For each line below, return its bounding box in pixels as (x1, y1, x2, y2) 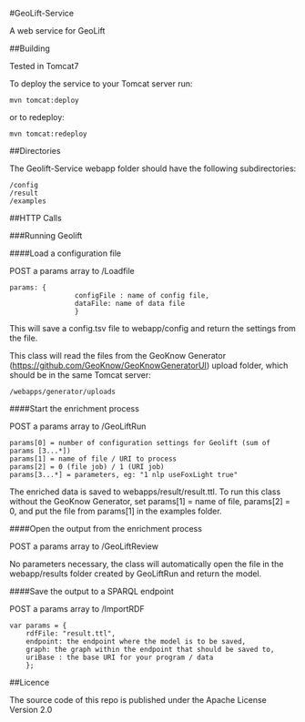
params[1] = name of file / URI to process (9, 454, 178, 463)
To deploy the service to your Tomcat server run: (9, 78, 193, 89)
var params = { (9, 621, 67, 630)
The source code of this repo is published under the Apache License (9, 695, 267, 705)
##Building (9, 43, 50, 54)
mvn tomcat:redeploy (9, 129, 88, 138)
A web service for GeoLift (9, 25, 106, 36)
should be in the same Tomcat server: (9, 370, 152, 381)
